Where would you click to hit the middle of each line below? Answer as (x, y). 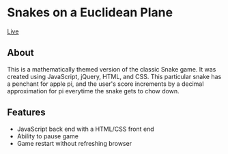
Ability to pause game (47, 136)
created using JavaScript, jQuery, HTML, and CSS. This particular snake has (114, 76)
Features (26, 113)
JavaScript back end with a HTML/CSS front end (86, 129)
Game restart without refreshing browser (74, 143)
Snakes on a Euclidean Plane (90, 13)
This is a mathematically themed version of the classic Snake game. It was (112, 69)
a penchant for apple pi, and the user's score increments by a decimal (105, 84)
